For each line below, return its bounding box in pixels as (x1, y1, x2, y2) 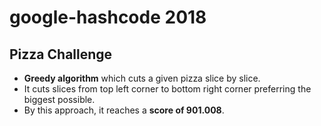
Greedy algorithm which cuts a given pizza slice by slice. (23, 72, 261, 84)
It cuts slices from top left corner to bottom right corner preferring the (23, 83, 312, 95)
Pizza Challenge (9, 46, 113, 63)
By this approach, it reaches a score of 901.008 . (23, 104, 225, 116)
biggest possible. (23, 94, 96, 105)
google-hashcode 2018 (9, 6, 207, 29)
